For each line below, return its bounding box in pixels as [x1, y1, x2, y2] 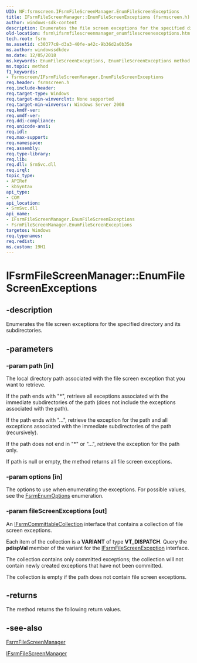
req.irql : [6, 167, 30, 174]
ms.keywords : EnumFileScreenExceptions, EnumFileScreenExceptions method [6, 58, 191, 64]
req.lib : [6, 156, 28, 162]
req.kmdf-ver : [6, 107, 41, 113]
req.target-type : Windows [6, 91, 69, 96]
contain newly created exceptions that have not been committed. [6, 562, 163, 569]
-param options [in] [6, 472, 63, 481]
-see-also [6, 623, 43, 633]
